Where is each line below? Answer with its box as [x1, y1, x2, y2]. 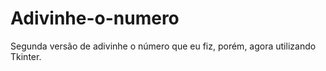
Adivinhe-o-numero [10, 7, 180, 30]
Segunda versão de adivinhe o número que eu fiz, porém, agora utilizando [10, 40, 317, 52]
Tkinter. [10, 50, 42, 62]
